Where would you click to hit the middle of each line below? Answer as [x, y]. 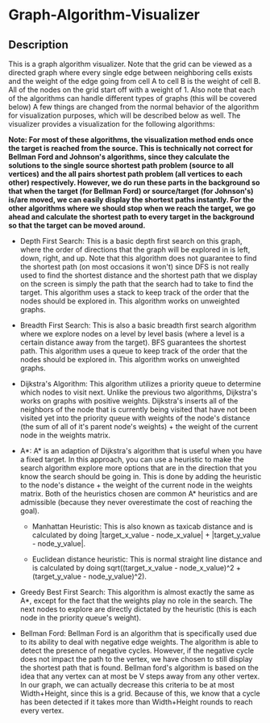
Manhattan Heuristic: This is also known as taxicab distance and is [143, 527]
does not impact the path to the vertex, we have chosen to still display [136, 659]
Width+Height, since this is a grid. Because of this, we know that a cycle [140, 693]
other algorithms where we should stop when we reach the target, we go [132, 208]
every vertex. [42, 710]
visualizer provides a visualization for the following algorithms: [112, 124]
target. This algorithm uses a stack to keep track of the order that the [135, 293]
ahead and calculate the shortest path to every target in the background [131, 217]
